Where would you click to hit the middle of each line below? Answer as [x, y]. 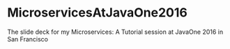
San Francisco [28, 39]
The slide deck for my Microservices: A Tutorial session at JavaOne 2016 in [115, 32]
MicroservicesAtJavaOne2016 [98, 13]
